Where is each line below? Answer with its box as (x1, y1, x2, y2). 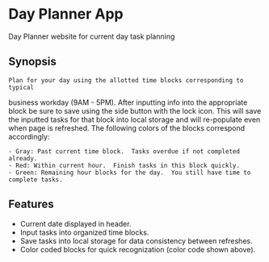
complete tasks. (8, 175, 63, 184)
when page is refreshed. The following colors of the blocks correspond (8, 123, 246, 133)
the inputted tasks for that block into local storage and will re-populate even (8, 114, 261, 124)
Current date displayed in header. (19, 218, 132, 228)
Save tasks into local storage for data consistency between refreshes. (19, 235, 253, 246)
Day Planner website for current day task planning (8, 31, 175, 41)
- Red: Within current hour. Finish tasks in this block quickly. (8, 161, 241, 169)
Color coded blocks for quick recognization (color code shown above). (19, 244, 256, 254)
